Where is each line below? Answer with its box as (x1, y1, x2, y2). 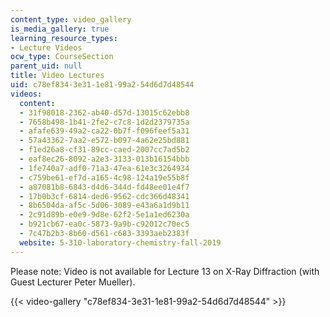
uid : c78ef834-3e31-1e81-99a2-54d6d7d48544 (10, 80, 195, 90)
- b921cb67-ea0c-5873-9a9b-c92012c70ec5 (19, 219, 190, 230)
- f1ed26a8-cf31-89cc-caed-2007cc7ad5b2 (19, 145, 190, 155)
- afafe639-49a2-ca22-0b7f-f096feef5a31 (19, 126, 190, 136)
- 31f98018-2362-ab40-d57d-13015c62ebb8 (19, 107, 190, 118)
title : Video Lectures (10, 71, 105, 81)
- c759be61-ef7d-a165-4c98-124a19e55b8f (19, 172, 190, 183)
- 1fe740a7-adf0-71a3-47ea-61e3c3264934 (19, 163, 190, 173)
